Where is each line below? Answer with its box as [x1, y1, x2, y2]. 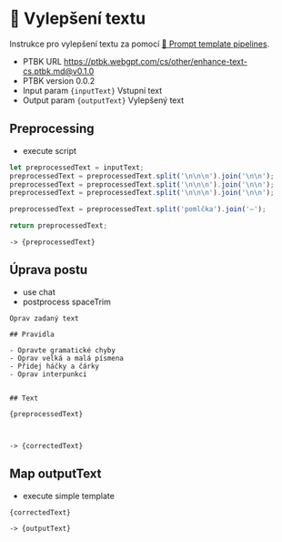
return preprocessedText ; [9, 221, 107, 230]
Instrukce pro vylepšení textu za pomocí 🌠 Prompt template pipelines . [9, 38, 270, 49]
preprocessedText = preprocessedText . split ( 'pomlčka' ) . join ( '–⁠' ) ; [9, 205, 267, 214]
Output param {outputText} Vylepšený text [22, 95, 185, 106]
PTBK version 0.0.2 [22, 75, 96, 86]
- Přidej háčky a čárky [9, 362, 100, 371]
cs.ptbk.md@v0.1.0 [22, 66, 95, 77]
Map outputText [9, 466, 102, 482]
